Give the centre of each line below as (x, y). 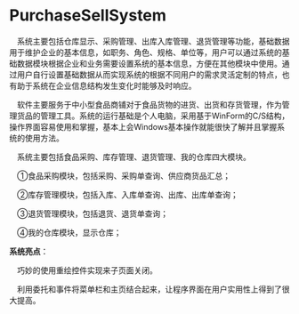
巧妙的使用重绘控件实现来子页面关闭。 (87, 270)
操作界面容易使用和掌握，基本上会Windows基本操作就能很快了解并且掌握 (143, 126)
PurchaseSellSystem (88, 16)
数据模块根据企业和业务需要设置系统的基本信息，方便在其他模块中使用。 (149, 63)
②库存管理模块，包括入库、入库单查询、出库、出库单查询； (128, 194)
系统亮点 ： (29, 251)
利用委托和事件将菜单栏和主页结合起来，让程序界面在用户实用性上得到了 (149, 289)
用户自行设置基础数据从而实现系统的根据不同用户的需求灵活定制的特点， (149, 74)
